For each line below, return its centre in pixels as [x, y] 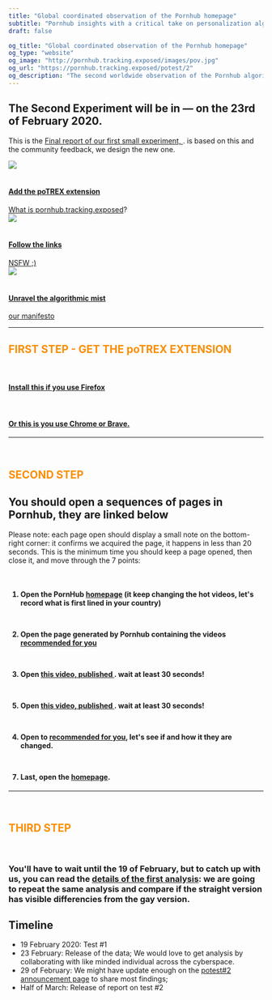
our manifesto [32, 316]
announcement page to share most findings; [94, 979]
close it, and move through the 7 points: [74, 560]
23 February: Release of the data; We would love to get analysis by [132, 953]
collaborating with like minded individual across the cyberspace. [127, 962]
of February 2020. [55, 121]
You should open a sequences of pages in [116, 502]
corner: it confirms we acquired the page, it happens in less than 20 [139, 543]
